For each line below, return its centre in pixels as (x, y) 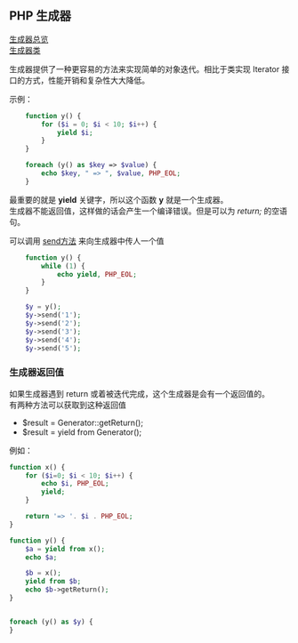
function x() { (37, 467)
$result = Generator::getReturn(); (83, 422)
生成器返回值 (37, 373)
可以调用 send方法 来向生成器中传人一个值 (87, 241)
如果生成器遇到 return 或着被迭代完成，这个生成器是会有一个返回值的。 (139, 393)
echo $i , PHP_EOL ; (75, 484)
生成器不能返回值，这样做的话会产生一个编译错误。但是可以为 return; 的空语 (148, 211)
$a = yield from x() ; (65, 549)
